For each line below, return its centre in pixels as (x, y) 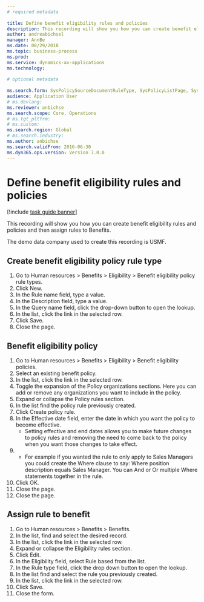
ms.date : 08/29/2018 (33, 46)
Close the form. (35, 593)
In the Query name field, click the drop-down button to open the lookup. (105, 308)
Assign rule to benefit (48, 515)
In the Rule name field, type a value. (60, 295)
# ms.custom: (23, 125)
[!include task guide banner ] (42, 212)
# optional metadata (33, 79)
